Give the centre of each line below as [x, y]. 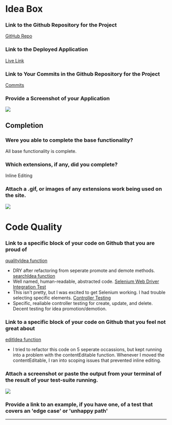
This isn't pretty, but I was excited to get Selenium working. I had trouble [89, 293]
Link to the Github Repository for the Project [61, 25]
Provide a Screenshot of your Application [58, 98]
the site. [16, 196]
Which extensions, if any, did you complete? [61, 164]
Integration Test [29, 287]
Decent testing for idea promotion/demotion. [60, 309]
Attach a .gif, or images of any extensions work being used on [84, 189]
